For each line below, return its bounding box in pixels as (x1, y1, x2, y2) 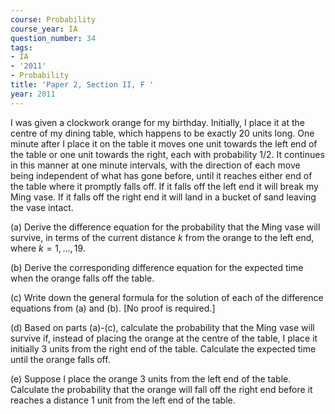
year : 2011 (10, 89, 56, 99)
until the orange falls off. (10, 353, 111, 365)
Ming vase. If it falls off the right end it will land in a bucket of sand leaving (10, 191, 317, 203)
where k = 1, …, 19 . (10, 242, 86, 254)
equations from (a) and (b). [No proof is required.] (10, 302, 216, 314)
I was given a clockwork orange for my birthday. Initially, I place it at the (10, 116, 305, 128)
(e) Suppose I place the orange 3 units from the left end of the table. (10, 372, 292, 385)
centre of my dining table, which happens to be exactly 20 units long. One (10, 127, 315, 139)
